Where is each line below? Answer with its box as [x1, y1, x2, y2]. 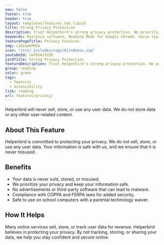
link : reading [5, 89, 34, 94]
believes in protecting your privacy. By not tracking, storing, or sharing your [5, 229, 157, 235]
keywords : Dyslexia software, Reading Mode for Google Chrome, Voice [5, 35, 150, 39]
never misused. [5, 149, 36, 155]
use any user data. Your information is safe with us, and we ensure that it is [5, 144, 156, 150]
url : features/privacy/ [5, 93, 54, 98]
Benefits [5, 163, 32, 171]
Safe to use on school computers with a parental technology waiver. [12, 197, 149, 203]
